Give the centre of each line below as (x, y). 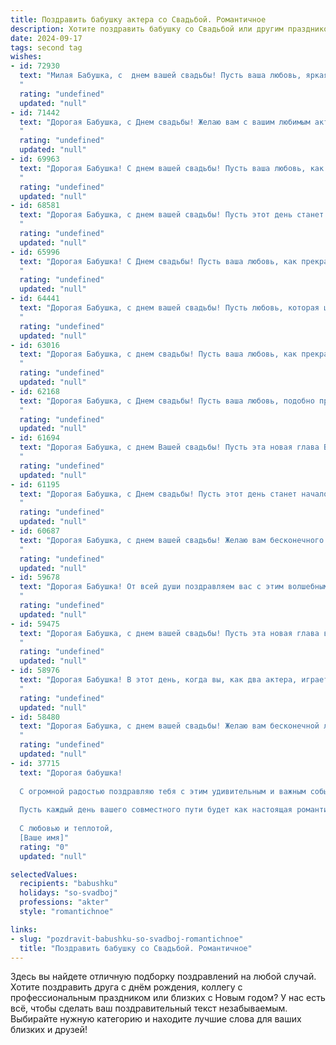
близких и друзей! (49, 1030)
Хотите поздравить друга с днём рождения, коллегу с (126, 987)
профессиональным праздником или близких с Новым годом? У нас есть (168, 998)
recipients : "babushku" (68, 884)
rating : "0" (44, 847)
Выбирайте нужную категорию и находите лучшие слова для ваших (156, 1019)
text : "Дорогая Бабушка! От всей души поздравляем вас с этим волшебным (174, 587)
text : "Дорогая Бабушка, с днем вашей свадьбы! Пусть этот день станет (172, 215)
